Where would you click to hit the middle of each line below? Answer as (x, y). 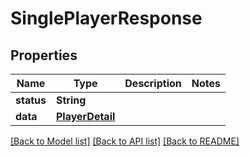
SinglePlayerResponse (106, 18)
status (31, 100)
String (71, 100)
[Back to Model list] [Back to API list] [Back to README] (125, 141)
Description (153, 83)
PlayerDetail (85, 116)
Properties (44, 55)
